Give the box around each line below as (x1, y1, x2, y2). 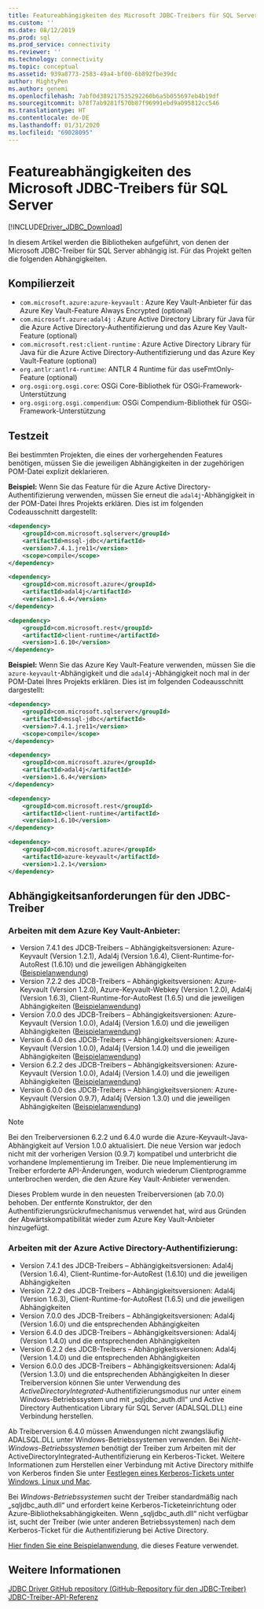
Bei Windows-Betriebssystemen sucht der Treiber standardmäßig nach (8, 1492, 238, 1501)
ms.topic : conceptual (8, 63, 79, 71)
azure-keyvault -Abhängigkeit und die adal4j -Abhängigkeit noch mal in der (8, 668, 250, 678)
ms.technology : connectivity (8, 56, 104, 64)
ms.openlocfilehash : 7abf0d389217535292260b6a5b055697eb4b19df (8, 92, 220, 100)
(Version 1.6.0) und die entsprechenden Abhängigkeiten (19, 1319, 200, 1329)
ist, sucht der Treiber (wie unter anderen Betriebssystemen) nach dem (8, 1517, 236, 1526)
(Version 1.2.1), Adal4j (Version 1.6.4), (49, 952, 170, 961)
